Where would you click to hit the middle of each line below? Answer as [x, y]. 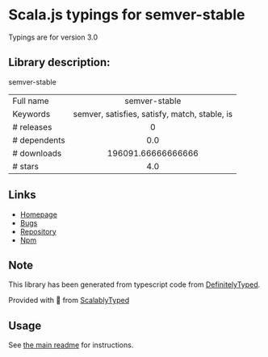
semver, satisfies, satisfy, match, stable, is [153, 114]
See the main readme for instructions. [71, 345]
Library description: [59, 62]
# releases [32, 127]
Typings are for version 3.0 [53, 37]
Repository [38, 231]
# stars [25, 166]
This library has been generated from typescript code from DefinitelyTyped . [134, 284]
